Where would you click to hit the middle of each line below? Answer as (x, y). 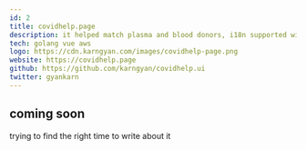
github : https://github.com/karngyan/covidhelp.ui (107, 69)
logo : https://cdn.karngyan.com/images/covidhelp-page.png (124, 52)
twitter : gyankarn (44, 77)
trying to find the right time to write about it (90, 135)
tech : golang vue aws (51, 43)
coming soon (47, 114)
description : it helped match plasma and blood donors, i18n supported (148, 35)
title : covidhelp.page (52, 26)
